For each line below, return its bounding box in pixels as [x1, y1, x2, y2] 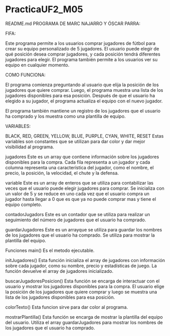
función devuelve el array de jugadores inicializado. [5, 268, 114, 274]
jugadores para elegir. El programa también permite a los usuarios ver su [5, 56, 158, 62]
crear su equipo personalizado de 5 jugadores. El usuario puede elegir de [5, 45, 159, 51]
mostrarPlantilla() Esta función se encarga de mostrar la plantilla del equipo [5, 314, 163, 320]
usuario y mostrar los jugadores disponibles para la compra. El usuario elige [5, 283, 164, 289]
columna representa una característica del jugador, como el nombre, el [5, 164, 154, 170]
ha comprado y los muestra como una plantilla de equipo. [5, 113, 126, 119]
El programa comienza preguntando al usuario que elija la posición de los [5, 82, 159, 88]
